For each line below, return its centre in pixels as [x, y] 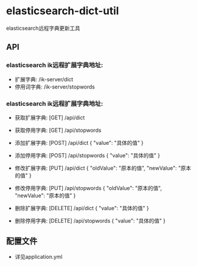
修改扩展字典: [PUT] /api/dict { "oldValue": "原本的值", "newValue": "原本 [103, 168]
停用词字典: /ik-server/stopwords [55, 87]
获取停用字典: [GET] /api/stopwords [58, 130]
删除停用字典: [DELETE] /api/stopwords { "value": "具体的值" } [90, 220]
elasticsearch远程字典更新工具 [43, 28]
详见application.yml [38, 256]
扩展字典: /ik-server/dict [44, 79]
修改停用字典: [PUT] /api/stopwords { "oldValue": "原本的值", [88, 188]
